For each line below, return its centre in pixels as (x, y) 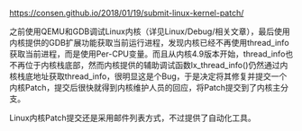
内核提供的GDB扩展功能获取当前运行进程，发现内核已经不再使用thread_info (150, 43)
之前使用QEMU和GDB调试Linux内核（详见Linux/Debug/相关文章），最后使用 (150, 31)
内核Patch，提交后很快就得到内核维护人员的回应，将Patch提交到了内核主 (145, 87)
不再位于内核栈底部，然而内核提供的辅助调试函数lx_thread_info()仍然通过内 (149, 65)
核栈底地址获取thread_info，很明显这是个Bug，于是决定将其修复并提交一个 (148, 76)
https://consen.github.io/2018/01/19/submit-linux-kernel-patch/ (127, 13)
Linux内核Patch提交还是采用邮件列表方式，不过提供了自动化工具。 (133, 118)
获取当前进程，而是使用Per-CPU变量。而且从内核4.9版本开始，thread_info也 (151, 54)
